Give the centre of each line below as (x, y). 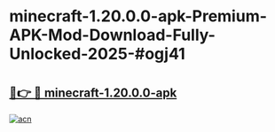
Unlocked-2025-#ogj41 (98, 54)
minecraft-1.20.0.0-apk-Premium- (138, 16)
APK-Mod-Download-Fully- (112, 35)
